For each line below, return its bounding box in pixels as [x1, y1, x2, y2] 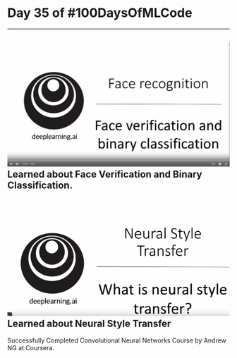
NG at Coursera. [7, 344, 55, 352]
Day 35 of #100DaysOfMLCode [7, 5, 193, 21]
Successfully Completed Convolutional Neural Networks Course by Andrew [7, 336, 227, 345]
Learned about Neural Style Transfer [7, 318, 171, 330]
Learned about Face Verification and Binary [7, 168, 202, 180]
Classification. [7, 180, 73, 192]
